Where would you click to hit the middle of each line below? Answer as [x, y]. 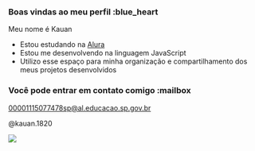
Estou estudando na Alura [62, 45]
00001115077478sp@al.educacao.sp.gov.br [80, 108]
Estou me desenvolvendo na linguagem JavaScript [103, 53]
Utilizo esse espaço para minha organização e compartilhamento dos [133, 61]
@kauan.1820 [31, 123]
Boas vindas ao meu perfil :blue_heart [83, 12]
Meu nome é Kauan [40, 29]
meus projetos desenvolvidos [68, 70]
